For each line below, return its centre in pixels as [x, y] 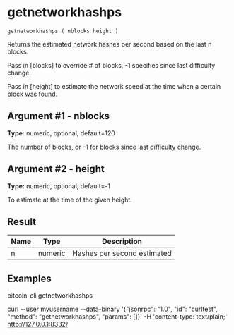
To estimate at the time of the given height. [70, 200]
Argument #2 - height [56, 169]
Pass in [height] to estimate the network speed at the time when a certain [114, 86]
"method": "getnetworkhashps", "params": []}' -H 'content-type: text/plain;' [117, 317]
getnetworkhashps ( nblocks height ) [63, 31]
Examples [29, 278]
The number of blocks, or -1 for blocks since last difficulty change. [104, 147]
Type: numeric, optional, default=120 [61, 133]
